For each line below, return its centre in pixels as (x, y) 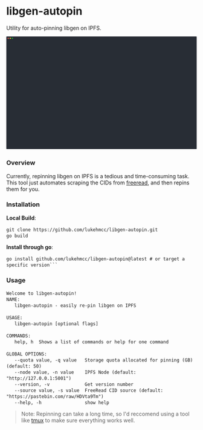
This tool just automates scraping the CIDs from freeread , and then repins (98, 183)
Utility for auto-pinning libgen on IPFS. (54, 28)
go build (17, 236)
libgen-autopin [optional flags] (56, 324)
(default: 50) (24, 366)
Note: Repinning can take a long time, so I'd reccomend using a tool (105, 414)
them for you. (23, 189)
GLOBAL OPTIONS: (27, 354)
